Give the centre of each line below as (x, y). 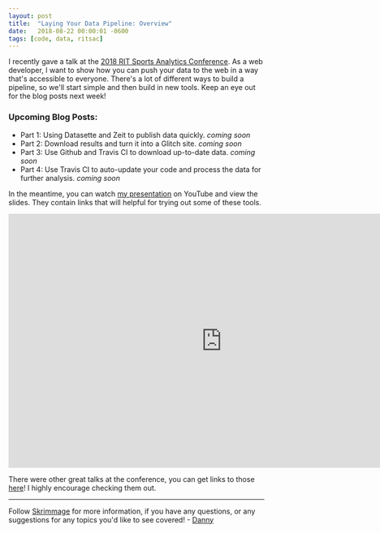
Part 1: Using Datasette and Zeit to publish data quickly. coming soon (135, 135)
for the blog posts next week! (58, 96)
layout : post (30, 16)
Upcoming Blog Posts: (53, 117)
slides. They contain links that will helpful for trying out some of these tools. (135, 202)
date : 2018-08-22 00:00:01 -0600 (69, 31)
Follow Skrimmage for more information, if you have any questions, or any (132, 511)
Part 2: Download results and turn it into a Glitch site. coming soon (131, 144)
